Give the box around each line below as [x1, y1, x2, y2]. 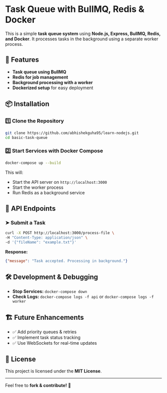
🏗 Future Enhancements [5, 313, 84, 322]
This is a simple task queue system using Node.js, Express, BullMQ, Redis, [5, 30, 161, 36]
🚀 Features [5, 56, 39, 64]
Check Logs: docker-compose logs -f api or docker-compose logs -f [12, 294, 154, 300]
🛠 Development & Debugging [5, 272, 98, 281]
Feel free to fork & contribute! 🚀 [5, 382, 71, 388]
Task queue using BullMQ [12, 69, 67, 75]
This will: [5, 169, 23, 175]
